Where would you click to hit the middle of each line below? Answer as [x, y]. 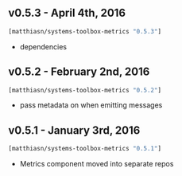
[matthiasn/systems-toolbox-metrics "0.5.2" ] [85, 90]
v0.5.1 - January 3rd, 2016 [74, 130]
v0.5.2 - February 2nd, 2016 [79, 72]
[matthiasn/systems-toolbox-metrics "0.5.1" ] [85, 149]
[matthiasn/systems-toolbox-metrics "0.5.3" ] [85, 31]
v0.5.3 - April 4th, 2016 [67, 13]
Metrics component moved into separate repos [97, 164]
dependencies [43, 46]
